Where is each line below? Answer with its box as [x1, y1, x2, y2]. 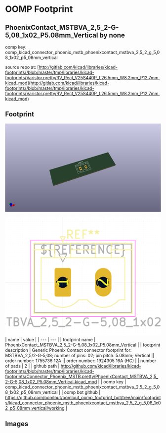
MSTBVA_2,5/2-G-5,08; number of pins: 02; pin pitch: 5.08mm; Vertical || [5, 353, 155, 359]
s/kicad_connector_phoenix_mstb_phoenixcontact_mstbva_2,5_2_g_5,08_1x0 [5, 400, 161, 406]
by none [99, 31, 125, 39]
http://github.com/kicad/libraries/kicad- [60, 363, 142, 369]
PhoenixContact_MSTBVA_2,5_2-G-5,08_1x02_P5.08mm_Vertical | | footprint [5, 342, 161, 348]
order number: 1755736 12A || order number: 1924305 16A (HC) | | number [5, 358, 157, 364]
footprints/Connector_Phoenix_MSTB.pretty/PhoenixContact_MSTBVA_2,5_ [5, 374, 159, 379]
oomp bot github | [64, 389, 101, 395]
